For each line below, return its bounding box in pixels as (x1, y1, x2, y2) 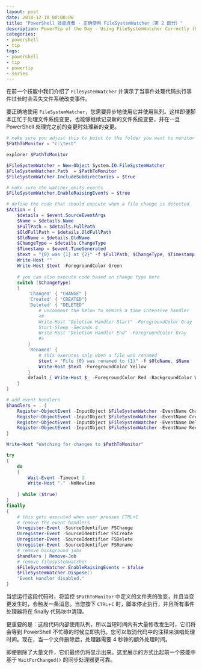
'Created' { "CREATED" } (28, 297, 87, 303)
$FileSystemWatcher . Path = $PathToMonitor (6, 168, 117, 174)
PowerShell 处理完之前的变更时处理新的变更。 (6, 123, 120, 130)
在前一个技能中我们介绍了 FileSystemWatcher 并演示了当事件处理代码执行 (6, 88, 187, 95)
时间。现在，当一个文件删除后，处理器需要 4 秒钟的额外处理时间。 (6, 636, 171, 642)
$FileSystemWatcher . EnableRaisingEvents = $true (6, 190, 130, 196)
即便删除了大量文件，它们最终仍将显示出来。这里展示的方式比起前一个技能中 (6, 649, 196, 656)
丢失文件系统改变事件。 (32, 95, 91, 102)
